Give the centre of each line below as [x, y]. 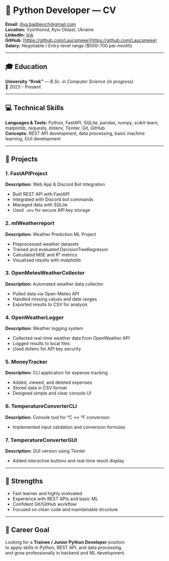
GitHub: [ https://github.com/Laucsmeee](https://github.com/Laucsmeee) [81, 40]
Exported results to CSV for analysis [50, 304]
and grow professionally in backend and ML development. [65, 552]
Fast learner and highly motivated [47, 493]
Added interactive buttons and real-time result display [68, 461]
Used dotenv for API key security [47, 349]
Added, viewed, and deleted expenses [52, 382]
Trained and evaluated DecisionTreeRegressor [60, 249]
